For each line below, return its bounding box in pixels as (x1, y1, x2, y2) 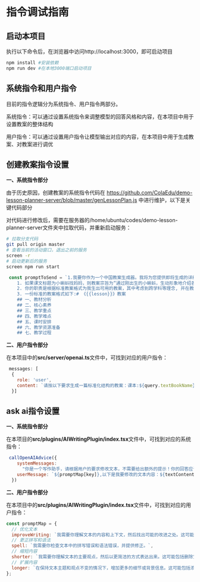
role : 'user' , (17, 377, 52, 383)
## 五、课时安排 (17, 319, 52, 325)
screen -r (6, 253, 31, 259)
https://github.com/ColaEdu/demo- (106, 189, 193, 197)
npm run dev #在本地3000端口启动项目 (6, 65, 92, 71)
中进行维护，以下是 (138, 197, 186, 204)
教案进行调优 (21, 141, 54, 148)
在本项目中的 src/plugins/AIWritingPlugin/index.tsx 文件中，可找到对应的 (6, 501, 186, 508)
